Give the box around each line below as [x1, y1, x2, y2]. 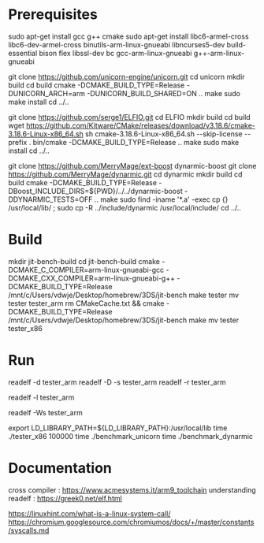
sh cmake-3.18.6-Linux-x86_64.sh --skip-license [85, 128, 243, 139]
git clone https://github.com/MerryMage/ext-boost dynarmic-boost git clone [8, 161, 257, 170]
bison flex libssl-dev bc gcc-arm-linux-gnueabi [39, 48, 192, 58]
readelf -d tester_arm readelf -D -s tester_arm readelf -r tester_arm [8, 377, 226, 387]
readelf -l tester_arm [8, 392, 75, 402]
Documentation [8, 459, 113, 477]
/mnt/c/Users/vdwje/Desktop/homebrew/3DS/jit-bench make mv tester [8, 315, 239, 325]
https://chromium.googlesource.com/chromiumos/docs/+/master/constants [8, 517, 255, 526]
